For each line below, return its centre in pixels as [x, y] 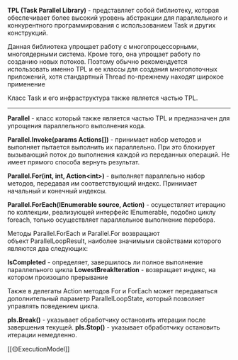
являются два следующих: [48, 248]
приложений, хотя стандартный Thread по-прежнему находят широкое [116, 77]
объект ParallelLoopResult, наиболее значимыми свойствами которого [114, 241]
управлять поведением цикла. [53, 306]
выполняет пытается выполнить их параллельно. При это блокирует [111, 147]
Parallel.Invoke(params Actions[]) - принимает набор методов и [104, 140]
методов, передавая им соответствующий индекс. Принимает [102, 183]
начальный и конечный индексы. [57, 191]
